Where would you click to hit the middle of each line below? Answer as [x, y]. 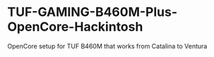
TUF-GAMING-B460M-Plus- [93, 12]
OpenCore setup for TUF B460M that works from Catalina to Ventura [107, 46]
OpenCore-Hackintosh [75, 27]
